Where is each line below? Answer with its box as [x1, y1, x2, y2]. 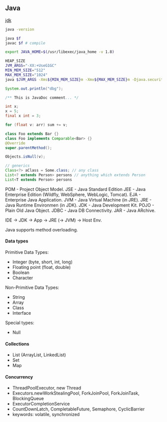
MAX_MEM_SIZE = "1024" [5, 72, 48, 77]
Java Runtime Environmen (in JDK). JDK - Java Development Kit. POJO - [5, 202, 155, 208]
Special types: [5, 320, 35, 326]
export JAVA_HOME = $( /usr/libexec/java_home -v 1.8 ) [5, 49, 114, 54]
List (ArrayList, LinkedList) [12, 352, 66, 358]
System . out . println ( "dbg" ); [5, 86, 64, 91]
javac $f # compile [5, 40, 46, 45]
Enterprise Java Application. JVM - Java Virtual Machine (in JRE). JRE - [5, 197, 152, 203]
